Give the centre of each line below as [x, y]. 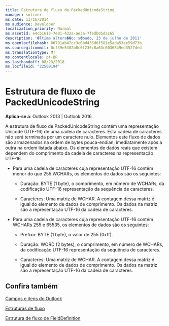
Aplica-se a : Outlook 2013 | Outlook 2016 [49, 117]
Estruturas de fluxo [25, 308]
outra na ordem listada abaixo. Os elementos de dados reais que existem [81, 148]
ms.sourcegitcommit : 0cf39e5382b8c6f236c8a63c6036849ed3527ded [74, 48]
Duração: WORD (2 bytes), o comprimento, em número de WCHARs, [92, 244]
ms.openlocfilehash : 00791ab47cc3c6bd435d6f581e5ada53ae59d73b [74, 43]
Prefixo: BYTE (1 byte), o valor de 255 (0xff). [66, 235]
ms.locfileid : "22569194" [32, 66]
